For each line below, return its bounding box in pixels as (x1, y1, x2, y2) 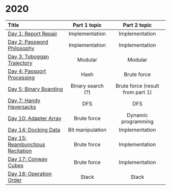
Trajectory (8, 59, 33, 66)
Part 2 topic (123, 21, 152, 29)
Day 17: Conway (8, 155, 48, 162)
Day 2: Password (8, 38, 48, 45)
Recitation (8, 147, 32, 154)
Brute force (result (115, 82, 159, 89)
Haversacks (8, 103, 37, 110)
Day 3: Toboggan (8, 53, 49, 60)
